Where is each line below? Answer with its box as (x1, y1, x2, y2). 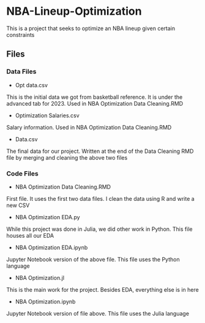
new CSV (6, 201, 30, 209)
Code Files (6, 169, 39, 177)
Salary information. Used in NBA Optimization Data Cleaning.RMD (6, 123, 172, 131)
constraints (6, 31, 35, 38)
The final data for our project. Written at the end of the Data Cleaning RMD (6, 147, 194, 155)
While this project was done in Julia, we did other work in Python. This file (6, 225, 193, 233)
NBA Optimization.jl (15, 274, 65, 281)
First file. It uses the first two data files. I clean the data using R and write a (6, 195, 195, 202)
